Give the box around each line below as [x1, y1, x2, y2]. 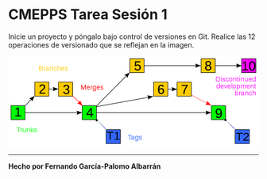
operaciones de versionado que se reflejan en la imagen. [8, 40, 195, 49]
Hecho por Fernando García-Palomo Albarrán [8, 162, 161, 171]
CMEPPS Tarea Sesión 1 [8, 6, 168, 24]
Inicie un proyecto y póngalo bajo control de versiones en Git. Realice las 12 [8, 32, 256, 41]
